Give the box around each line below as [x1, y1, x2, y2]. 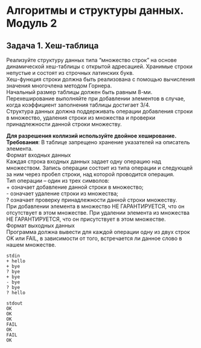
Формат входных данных [6, 151, 71, 159]
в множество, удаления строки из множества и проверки [6, 114, 156, 121]
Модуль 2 [6, 16, 57, 30]
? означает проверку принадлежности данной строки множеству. [6, 197, 177, 203]
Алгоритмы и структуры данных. [6, 4, 184, 17]
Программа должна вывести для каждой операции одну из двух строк [6, 229, 190, 235]
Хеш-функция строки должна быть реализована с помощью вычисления [6, 76, 195, 83]
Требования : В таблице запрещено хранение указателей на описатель [6, 139, 190, 145]
